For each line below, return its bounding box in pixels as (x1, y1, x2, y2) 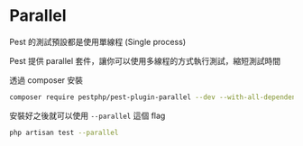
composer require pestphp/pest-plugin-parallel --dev (9, 92, 216, 102)
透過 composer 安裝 (9, 74, 84, 86)
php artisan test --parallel (9, 128, 119, 137)
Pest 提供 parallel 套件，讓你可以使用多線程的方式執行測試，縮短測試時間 (9, 55, 281, 66)
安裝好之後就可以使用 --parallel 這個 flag (9, 110, 166, 121)
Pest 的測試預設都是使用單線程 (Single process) (9, 36, 187, 47)
